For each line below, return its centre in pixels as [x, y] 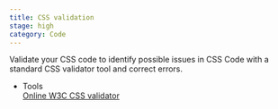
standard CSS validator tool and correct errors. [96, 69]
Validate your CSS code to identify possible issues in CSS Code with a [139, 60]
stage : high [31, 26]
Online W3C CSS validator [71, 96]
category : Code [38, 34]
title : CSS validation [52, 17]
